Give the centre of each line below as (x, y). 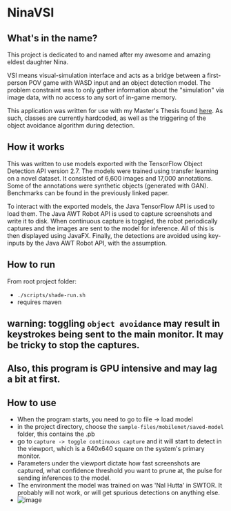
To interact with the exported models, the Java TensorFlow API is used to (111, 206)
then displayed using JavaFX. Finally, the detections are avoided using (107, 235)
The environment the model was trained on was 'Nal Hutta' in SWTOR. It (120, 485)
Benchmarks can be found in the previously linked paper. (88, 193)
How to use (32, 402)
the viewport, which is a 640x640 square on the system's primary (111, 449)
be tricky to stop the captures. (73, 345)
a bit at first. (34, 380)
